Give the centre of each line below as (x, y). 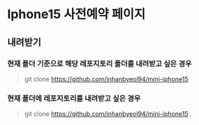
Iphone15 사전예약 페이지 (76, 14)
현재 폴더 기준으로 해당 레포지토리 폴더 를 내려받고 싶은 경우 (99, 63)
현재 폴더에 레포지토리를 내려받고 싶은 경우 (74, 98)
